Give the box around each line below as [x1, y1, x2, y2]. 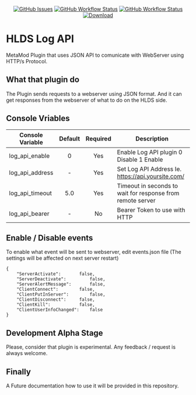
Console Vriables [6, 114, 70, 123]
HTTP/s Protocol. [6, 57, 48, 64]
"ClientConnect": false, [16, 287, 95, 293]
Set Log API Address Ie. [117, 164, 182, 173]
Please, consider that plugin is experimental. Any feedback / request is [6, 344, 176, 351]
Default [59, 135, 80, 143]
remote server [117, 196, 156, 204]
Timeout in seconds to [117, 181, 178, 190]
